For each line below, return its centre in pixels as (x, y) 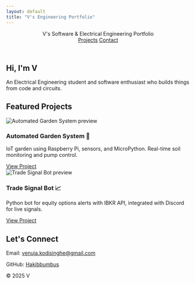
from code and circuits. (34, 88)
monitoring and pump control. (42, 155)
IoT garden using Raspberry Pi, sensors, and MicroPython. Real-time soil (93, 149)
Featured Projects (39, 107)
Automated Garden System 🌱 (48, 136)
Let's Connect (32, 239)
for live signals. (24, 209)
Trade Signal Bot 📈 (34, 188)
